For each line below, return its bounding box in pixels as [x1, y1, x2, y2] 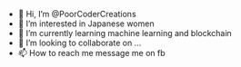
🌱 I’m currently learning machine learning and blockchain [17, 28, 232, 38]
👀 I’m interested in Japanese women [17, 18, 155, 29]
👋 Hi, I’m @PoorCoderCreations [17, 9, 136, 19]
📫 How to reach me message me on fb [17, 48, 166, 58]
